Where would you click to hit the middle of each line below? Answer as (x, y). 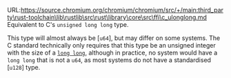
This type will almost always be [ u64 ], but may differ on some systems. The (114, 38)
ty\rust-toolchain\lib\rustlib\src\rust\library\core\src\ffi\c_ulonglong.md (107, 17)
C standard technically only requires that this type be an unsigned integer (111, 45)
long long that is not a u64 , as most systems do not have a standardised (109, 60)
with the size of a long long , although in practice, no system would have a (112, 52)
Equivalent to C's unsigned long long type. (68, 25)
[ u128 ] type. (24, 67)
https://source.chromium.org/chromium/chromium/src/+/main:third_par (122, 10)
